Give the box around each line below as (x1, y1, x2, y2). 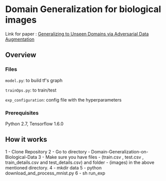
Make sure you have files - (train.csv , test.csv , (45, 154, 144, 160)
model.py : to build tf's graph (5, 77, 63, 83)
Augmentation (5, 36, 35, 42)
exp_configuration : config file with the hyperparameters (5, 97, 122, 103)
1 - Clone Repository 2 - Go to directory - (5, 148, 91, 154)
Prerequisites (5, 109, 39, 116)
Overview (5, 51, 37, 59)
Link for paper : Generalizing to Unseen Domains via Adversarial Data (5, 31, 149, 37)
